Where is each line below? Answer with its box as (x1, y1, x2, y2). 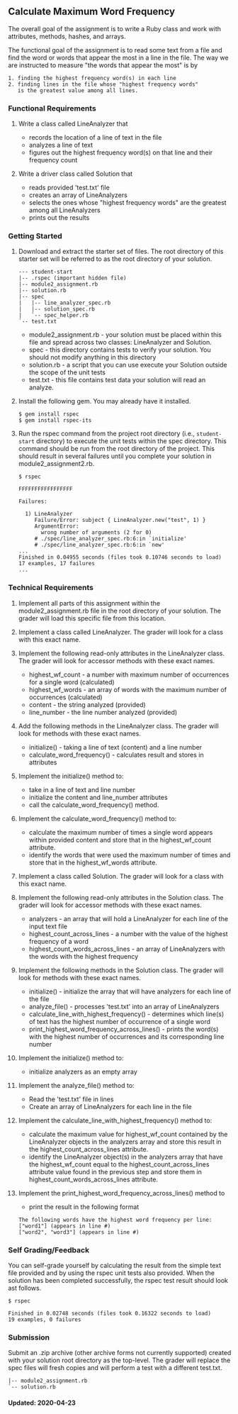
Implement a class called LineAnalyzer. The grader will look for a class (18, 628, 224, 636)
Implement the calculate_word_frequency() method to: (18, 814, 177, 823)
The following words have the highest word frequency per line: (18, 1216, 212, 1223)
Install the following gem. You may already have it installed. (18, 397, 191, 406)
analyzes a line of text (28, 141, 93, 150)
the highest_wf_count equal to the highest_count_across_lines (28, 1159, 210, 1169)
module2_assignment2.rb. (18, 460, 95, 468)
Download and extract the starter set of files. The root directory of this (18, 247, 224, 256)
